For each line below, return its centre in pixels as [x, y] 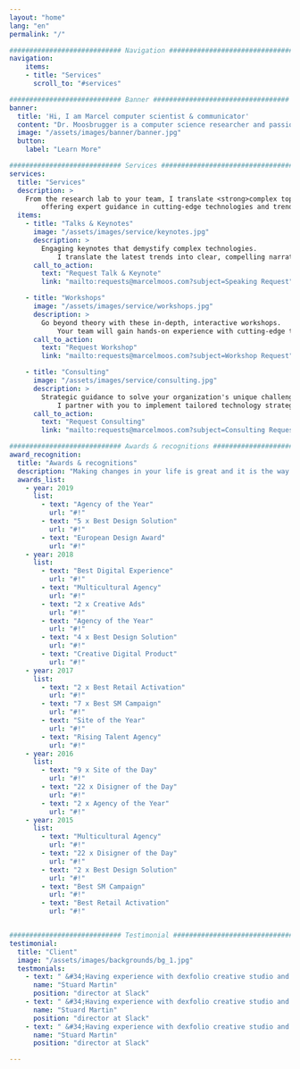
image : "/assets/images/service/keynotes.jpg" [121, 232]
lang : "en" [29, 26]
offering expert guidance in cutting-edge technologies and [155, 207]
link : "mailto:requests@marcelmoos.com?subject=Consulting [154, 430]
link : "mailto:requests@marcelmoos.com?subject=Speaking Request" [167, 282]
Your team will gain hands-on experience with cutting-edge [171, 331]
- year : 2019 [50, 488]
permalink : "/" [37, 34]
